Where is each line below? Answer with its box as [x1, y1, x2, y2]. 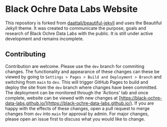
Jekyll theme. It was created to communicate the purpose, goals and [5, 25, 146, 31]
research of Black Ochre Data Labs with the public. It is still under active [5, 30, 153, 36]
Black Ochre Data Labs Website [5, 3, 138, 15]
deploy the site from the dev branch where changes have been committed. [5, 84, 158, 90]
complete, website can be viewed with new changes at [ [5, 95, 121, 101]
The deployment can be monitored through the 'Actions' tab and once [5, 89, 149, 95]
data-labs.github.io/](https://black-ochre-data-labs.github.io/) [5, 100, 132, 106]
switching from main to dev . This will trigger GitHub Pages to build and [5, 79, 149, 85]
